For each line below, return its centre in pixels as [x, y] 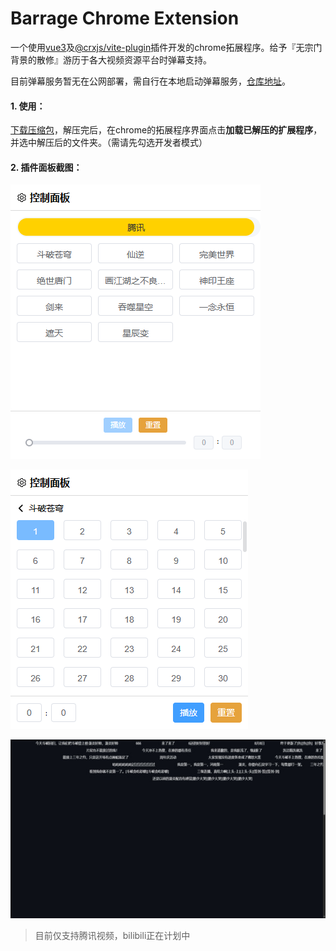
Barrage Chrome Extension [125, 18]
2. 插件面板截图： [46, 167]
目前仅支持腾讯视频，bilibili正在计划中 [112, 935]
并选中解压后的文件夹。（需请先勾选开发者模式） [109, 143]
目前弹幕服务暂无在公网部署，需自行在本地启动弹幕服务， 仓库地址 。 [150, 81]
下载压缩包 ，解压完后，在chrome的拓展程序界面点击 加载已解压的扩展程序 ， [166, 130]
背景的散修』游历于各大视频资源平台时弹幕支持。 [111, 59]
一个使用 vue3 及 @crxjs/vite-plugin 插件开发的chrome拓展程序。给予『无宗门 [166, 47]
